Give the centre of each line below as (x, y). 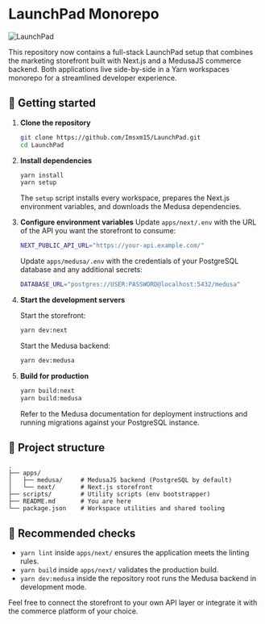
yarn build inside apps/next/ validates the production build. (119, 570)
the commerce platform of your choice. (73, 611)
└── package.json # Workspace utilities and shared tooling (117, 509)
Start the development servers (72, 300)
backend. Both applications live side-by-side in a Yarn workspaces (119, 69)
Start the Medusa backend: (65, 346)
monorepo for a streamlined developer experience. (93, 77)
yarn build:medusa (51, 398)
